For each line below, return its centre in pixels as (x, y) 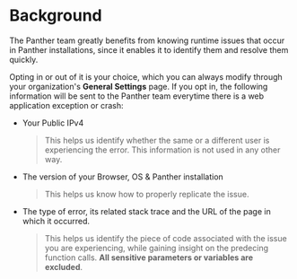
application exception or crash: (66, 105)
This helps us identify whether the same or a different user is (157, 140)
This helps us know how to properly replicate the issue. (147, 194)
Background (56, 16)
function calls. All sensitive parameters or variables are (149, 257)
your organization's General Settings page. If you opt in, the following (139, 86)
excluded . (64, 266)
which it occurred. (56, 221)
